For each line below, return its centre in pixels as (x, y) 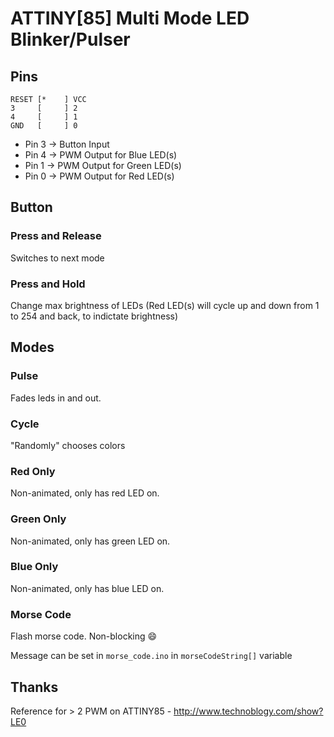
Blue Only (34, 567)
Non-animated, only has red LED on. (85, 493)
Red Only (33, 471)
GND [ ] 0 (44, 126)
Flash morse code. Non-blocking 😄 (84, 636)
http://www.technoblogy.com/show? (248, 711)
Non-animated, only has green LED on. (90, 541)
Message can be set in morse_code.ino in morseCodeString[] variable (151, 656)
